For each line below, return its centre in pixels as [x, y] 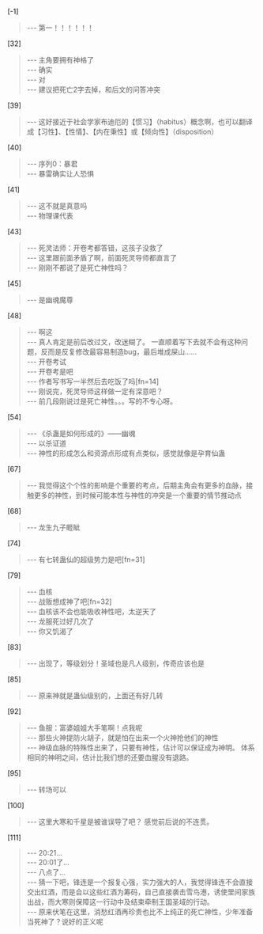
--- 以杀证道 [47, 443]
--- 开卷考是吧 [50, 372]
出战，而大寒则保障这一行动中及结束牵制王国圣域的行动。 [120, 902]
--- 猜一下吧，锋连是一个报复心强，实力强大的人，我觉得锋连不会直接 [140, 882]
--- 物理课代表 [50, 216]
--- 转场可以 [47, 790]
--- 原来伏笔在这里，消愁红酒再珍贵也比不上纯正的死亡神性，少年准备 [140, 912]
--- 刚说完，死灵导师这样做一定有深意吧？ [95, 391]
